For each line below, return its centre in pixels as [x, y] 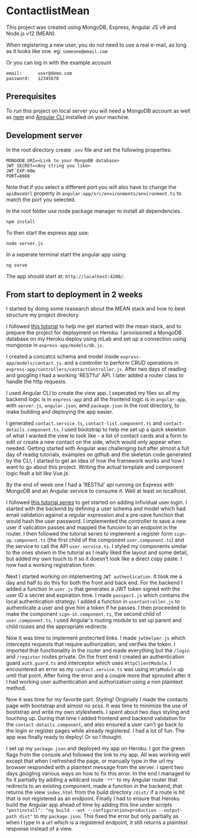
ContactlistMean [48, 11]
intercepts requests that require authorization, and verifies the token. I [91, 644]
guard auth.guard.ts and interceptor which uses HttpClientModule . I [89, 663]
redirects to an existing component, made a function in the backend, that [94, 786]
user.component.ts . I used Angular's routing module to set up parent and [94, 621]
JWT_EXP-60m [21, 171]
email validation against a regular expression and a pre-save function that [95, 515]
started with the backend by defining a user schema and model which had [96, 509]
